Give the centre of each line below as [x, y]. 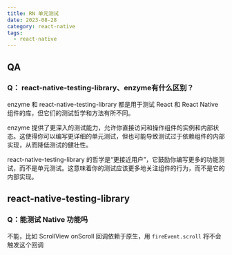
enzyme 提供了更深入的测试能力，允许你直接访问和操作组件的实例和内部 [110, 127]
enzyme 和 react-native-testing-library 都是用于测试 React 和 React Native [113, 104]
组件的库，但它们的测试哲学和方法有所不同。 [71, 113]
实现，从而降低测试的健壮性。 [49, 145]
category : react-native [41, 26]
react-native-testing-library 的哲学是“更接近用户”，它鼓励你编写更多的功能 [113, 159]
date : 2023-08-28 [32, 20]
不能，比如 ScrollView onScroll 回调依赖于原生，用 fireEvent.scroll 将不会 [114, 236]
